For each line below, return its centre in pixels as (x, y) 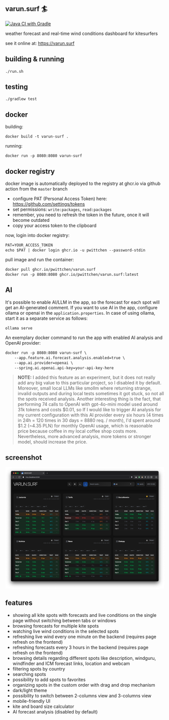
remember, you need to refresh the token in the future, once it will (81, 215)
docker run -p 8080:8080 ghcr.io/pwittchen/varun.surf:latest (72, 275)
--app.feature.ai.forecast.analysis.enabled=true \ (70, 358)
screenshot (23, 458)
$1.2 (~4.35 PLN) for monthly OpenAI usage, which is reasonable (85, 425)
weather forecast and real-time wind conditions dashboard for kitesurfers (81, 33)
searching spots (29, 674)
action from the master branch (37, 189)
